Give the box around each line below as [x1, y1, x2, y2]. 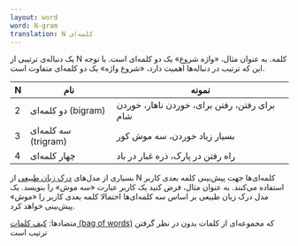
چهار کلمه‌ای [30, 150, 76, 162]
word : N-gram [10, 21, 58, 30]
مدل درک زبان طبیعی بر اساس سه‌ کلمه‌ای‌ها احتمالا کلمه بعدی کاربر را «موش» [10, 191, 269, 202]
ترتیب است [10, 227, 48, 238]
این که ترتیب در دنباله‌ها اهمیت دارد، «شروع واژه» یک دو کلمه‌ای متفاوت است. [10, 63, 265, 73]
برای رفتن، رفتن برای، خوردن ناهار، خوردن [116, 99, 276, 111]
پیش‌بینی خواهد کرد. [10, 201, 76, 211]
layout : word [10, 12, 58, 22]
